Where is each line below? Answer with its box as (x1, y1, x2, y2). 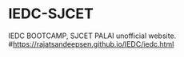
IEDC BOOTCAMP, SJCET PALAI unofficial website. (8, 31, 177, 40)
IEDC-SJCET (8, 5, 94, 23)
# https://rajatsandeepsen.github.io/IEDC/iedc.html (8, 39, 174, 48)
